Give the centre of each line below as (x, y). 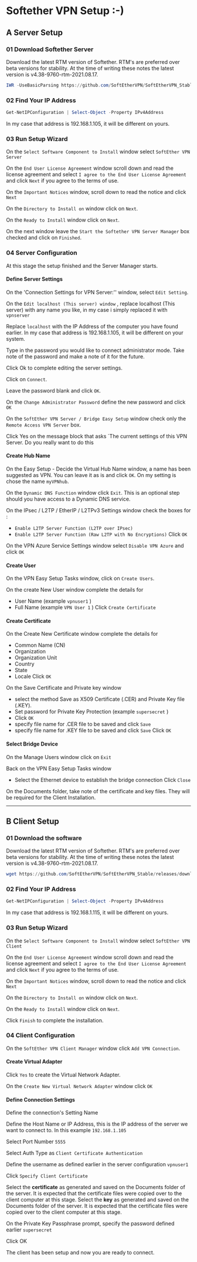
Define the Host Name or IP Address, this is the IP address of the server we (97, 1124)
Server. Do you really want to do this (50, 442)
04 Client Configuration (40, 1035)
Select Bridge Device (32, 744)
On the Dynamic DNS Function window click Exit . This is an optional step (93, 492)
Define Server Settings (35, 279)
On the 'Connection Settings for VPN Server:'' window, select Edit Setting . (97, 292)
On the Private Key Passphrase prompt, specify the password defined (90, 1224)
